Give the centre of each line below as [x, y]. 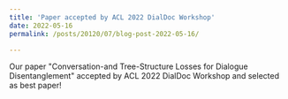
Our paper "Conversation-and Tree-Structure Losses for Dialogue [129, 66]
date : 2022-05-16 [41, 26]
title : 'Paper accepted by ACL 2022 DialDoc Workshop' [112, 17]
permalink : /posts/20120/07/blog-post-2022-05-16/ [104, 34]
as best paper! [35, 86]
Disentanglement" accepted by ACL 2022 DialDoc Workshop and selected [144, 76]
